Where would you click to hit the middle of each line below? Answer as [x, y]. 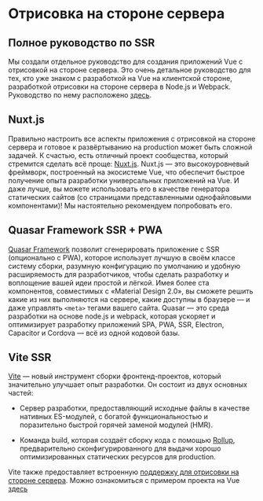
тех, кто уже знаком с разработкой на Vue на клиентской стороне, [121, 78]
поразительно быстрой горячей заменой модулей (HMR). [116, 425]
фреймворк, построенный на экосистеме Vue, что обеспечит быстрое [126, 172]
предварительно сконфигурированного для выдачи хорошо [120, 448]
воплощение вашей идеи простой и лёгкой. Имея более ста [109, 282]
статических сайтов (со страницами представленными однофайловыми [130, 197]
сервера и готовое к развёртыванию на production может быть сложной [130, 147]
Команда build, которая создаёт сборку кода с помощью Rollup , [127, 440]
